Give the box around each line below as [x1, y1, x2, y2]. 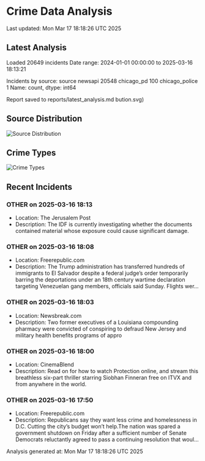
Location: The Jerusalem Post [15, 214, 91, 222]
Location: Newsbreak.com [15, 312, 82, 319]
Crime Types [6, 148, 56, 158]
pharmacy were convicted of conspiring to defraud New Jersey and [15, 325, 187, 333]
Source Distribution [6, 114, 83, 124]
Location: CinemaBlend [15, 361, 75, 368]
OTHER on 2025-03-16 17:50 [6, 395, 94, 404]
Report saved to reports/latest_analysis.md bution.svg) [6, 95, 144, 103]
